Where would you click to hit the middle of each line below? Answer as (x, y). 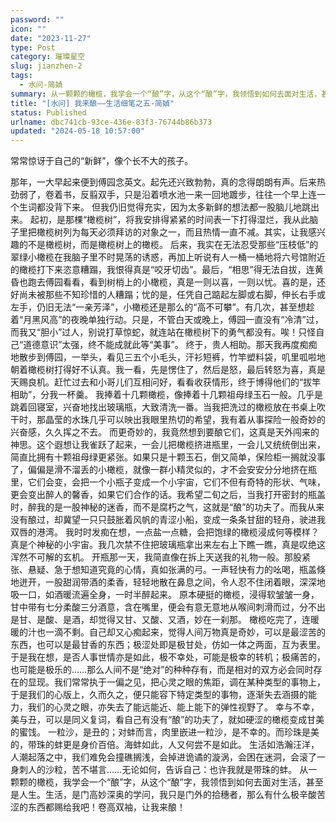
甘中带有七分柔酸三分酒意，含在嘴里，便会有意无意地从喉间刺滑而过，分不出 (168, 607)
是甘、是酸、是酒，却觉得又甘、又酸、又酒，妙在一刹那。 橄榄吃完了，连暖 (165, 620)
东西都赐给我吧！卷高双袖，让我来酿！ (106, 807)
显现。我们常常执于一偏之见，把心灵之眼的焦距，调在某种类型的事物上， (176, 682)
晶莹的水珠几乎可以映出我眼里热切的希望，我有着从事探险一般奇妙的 (185, 420)
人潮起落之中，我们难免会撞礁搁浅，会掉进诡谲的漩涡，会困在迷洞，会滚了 (163, 757)
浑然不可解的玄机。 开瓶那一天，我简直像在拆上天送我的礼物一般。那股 (156, 557)
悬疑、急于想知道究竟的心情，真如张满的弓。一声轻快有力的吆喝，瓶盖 (172, 570)
